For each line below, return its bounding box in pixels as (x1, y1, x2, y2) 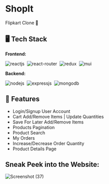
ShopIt (5, 3, 34, 15)
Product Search (12, 130, 45, 136)
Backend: (5, 70, 26, 76)
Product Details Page (12, 146, 57, 152)
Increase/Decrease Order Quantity (12, 140, 85, 146)
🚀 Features (5, 95, 40, 103)
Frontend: (5, 51, 27, 57)
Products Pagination (12, 124, 55, 130)
